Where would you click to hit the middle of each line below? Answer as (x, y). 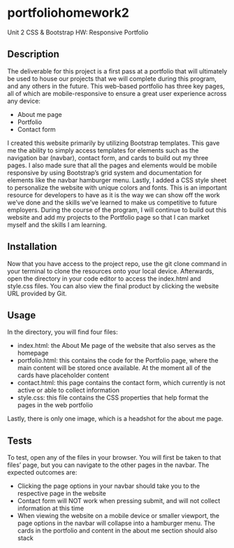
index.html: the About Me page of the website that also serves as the (116, 346)
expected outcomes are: (42, 472)
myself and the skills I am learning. (57, 225)
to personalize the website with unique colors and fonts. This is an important (117, 188)
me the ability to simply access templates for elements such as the (103, 150)
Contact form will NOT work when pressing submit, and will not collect (119, 501)
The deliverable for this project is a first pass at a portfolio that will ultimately (117, 71)
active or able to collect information (68, 391)
